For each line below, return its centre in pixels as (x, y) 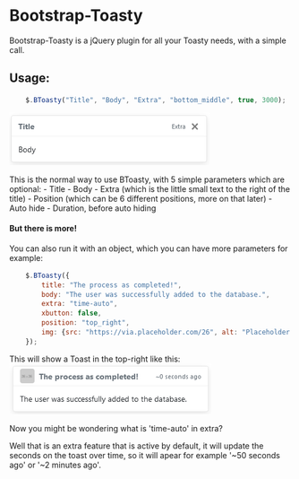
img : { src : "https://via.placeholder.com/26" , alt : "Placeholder (166, 333)
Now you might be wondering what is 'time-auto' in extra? (116, 428)
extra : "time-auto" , (80, 304)
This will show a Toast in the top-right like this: (95, 359)
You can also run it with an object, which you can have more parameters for (149, 248)
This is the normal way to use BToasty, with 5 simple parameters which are (147, 179)
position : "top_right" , (85, 323)
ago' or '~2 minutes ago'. (55, 465)
